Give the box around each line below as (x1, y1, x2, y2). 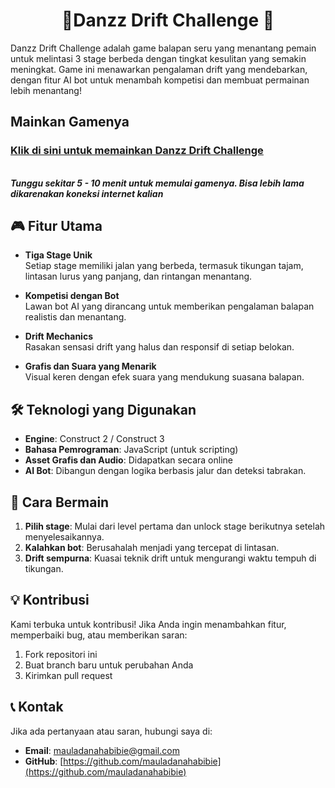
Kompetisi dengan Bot (24, 290, 120, 302)
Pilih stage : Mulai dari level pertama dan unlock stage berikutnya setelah (24, 520, 326, 533)
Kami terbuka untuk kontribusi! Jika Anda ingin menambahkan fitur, (10, 618, 287, 630)
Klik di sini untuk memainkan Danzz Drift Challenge (10, 144, 264, 158)
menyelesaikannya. (24, 531, 105, 543)
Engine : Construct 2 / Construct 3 (24, 433, 165, 445)
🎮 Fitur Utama (10, 218, 103, 235)
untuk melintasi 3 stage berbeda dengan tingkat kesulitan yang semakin (10, 52, 307, 64)
